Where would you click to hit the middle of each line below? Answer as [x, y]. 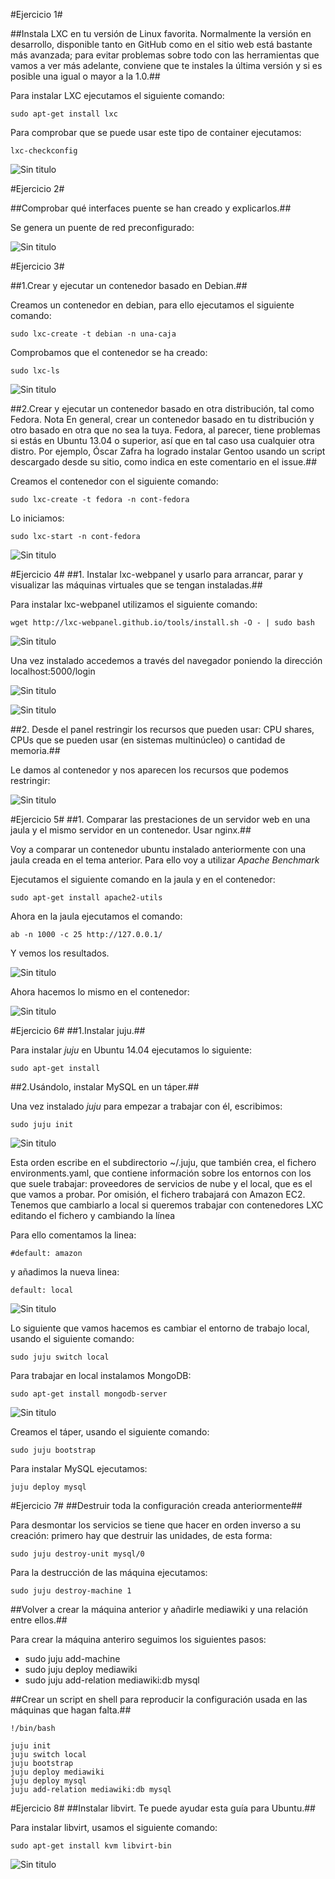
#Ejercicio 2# [37, 188]
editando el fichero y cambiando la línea [93, 1215]
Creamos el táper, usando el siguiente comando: [110, 1432]
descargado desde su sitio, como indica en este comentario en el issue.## [164, 462]
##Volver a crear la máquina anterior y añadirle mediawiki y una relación [159, 1609]
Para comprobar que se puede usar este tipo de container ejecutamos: [156, 132]
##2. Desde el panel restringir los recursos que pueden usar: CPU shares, [162, 729]
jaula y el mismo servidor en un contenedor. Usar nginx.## [131, 830]
